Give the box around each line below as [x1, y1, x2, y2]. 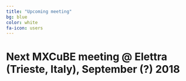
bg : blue [6, 14, 28, 20]
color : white [6, 19, 38, 25]
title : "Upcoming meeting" [6, 8, 72, 15]
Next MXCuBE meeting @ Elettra [6, 50, 167, 63]
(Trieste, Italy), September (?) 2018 [6, 63, 180, 76]
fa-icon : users [6, 25, 43, 31]
